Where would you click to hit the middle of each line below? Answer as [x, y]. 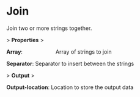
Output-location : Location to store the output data [70, 87]
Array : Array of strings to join [59, 52]
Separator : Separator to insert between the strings [70, 63]
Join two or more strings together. [49, 28]
